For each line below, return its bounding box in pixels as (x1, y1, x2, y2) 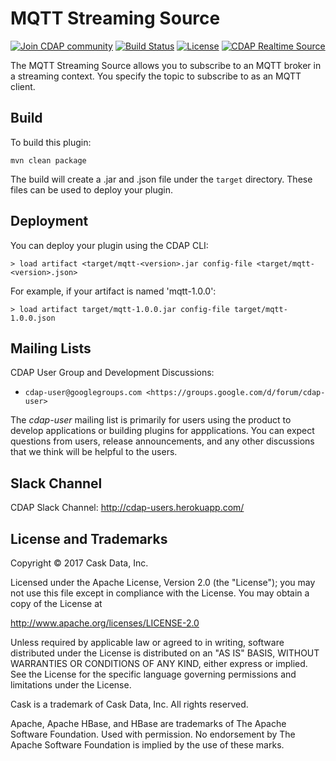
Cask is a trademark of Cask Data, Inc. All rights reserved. (10, 698, 249, 710)
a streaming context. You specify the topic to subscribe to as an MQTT (10, 70, 302, 82)
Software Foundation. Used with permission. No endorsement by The (10, 728, 296, 740)
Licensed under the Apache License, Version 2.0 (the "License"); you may (10, 577, 316, 588)
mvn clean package (10, 155, 87, 166)
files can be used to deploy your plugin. (10, 183, 174, 196)
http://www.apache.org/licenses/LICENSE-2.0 (10, 617, 200, 629)
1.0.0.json (10, 313, 56, 323)
